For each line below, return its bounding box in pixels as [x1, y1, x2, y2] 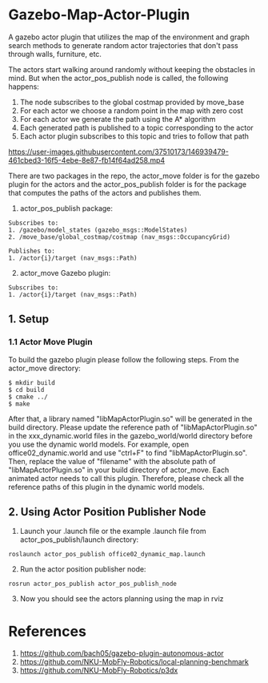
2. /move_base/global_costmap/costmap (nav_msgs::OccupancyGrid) [8, 232, 230, 241]
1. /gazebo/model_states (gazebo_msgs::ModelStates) [8, 226, 188, 234]
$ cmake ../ [8, 393, 48, 401]
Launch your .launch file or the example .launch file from [19, 527, 206, 536]
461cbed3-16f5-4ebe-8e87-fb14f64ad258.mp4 [8, 155, 166, 165]
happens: [8, 82, 40, 91]
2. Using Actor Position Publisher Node [8, 505, 206, 519]
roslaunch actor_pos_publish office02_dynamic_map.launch [8, 551, 206, 559]
